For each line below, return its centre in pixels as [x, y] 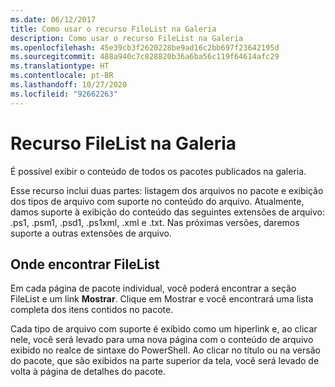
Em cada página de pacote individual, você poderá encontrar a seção [153, 288]
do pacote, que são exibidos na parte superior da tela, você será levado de [165, 361]
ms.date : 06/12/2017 [53, 19]
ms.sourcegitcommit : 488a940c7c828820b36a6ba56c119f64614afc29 [145, 57]
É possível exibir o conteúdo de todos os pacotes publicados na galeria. [158, 171]
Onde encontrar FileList [85, 264]
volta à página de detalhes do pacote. [88, 372]
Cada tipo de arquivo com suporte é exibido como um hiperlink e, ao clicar [164, 329]
